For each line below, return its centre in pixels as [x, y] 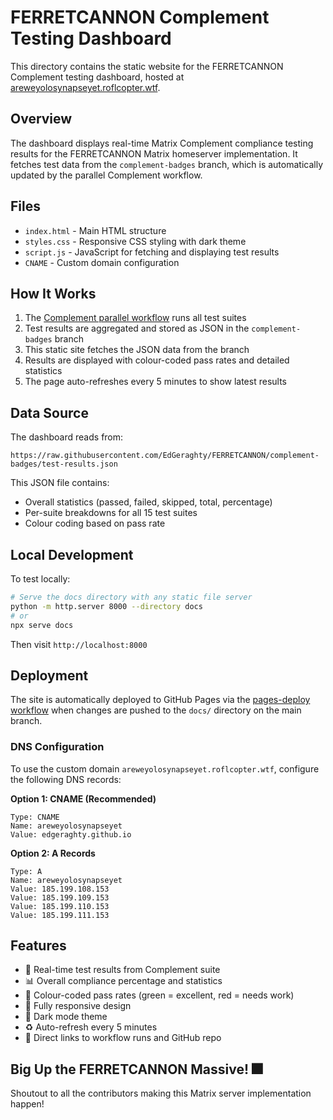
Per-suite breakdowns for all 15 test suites [111, 513]
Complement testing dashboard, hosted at [97, 77]
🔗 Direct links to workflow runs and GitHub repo [123, 1038]
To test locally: [40, 579]
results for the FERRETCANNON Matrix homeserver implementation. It [154, 153]
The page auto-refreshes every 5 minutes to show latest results [155, 382]
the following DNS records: [66, 779]
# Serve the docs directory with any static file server [131, 597]
